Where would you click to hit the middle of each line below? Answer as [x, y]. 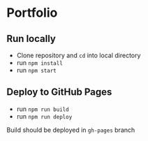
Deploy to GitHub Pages [59, 92]
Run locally [31, 39]
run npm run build [43, 109]
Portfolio [32, 13]
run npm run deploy [44, 116]
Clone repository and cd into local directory [79, 55]
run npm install [40, 63]
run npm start [36, 70]
